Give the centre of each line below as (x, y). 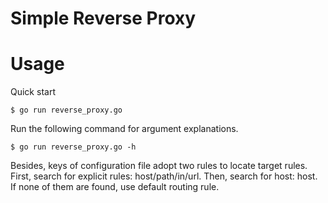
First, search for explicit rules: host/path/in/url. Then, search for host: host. (164, 176)
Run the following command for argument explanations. (124, 129)
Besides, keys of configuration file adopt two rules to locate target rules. (159, 166)
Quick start (33, 92)
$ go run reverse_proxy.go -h (73, 147)
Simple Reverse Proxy (103, 18)
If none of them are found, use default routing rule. (115, 187)
